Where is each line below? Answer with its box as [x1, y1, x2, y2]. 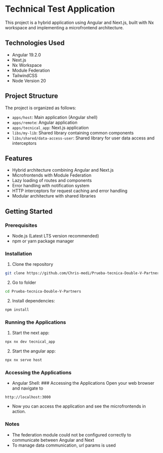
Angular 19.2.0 [12, 52, 41, 58]
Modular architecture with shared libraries [12, 193, 96, 199]
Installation [5, 250, 33, 257]
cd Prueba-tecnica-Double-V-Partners [5, 289, 81, 294]
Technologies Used [5, 39, 65, 47]
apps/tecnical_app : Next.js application [12, 124, 89, 130]
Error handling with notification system [12, 183, 90, 189]
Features [5, 154, 33, 162]
